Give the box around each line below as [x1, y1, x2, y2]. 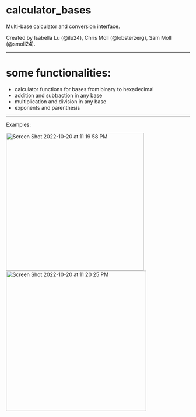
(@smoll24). [6, 40, 36, 47]
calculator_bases [6, 4, 92, 17]
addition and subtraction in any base [14, 92, 103, 99]
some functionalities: [6, 67, 111, 79]
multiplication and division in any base [14, 98, 107, 105]
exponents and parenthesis [14, 104, 80, 111]
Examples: [6, 121, 31, 128]
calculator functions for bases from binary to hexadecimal [14, 85, 154, 92]
